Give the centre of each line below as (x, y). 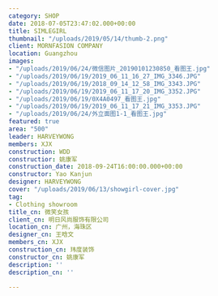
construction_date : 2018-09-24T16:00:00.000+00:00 (96, 167)
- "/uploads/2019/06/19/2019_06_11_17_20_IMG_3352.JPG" (105, 91)
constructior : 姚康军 (43, 159)
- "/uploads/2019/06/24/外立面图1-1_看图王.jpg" (88, 114)
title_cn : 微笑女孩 (39, 212)
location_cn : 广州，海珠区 (50, 227)
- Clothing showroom (43, 204)
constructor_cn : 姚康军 (47, 257)
